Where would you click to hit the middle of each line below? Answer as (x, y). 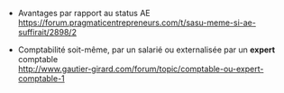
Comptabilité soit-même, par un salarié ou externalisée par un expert (147, 50)
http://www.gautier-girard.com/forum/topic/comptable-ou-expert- (141, 69)
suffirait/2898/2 (47, 32)
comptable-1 (41, 79)
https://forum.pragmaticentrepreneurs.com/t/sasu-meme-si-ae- (137, 23)
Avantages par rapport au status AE (84, 13)
